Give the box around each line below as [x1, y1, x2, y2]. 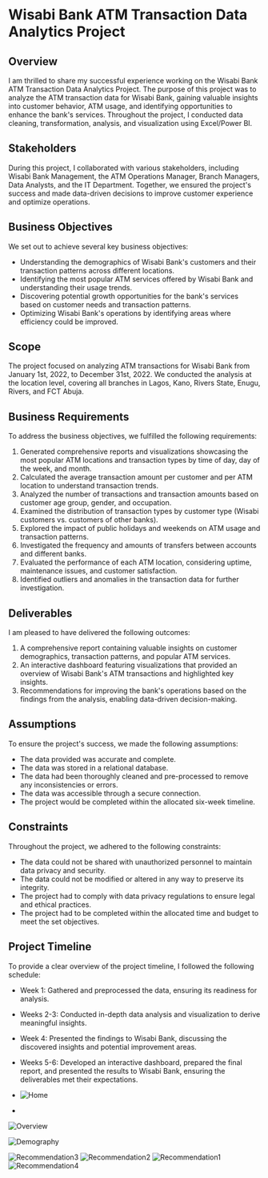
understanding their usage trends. [19, 282, 133, 292]
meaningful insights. [19, 1018, 87, 1027]
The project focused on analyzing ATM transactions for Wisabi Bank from [8, 361, 250, 370]
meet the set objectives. [19, 917, 100, 926]
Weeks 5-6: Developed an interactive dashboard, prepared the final [19, 1057, 242, 1067]
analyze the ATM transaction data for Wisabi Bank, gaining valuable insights [8, 93, 258, 102]
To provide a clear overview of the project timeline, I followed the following [8, 961, 254, 971]
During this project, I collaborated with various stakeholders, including [8, 163, 239, 172]
